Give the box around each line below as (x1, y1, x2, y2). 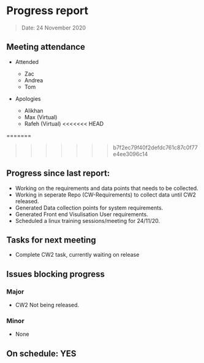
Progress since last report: (6, 168, 110, 179)
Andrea (24, 76, 43, 84)
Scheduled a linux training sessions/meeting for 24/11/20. (15, 217, 161, 224)
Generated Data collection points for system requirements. (15, 204, 164, 211)
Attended (15, 58, 39, 65)
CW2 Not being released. (15, 302, 80, 309)
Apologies (15, 95, 41, 102)
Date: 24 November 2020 (21, 24, 86, 31)
